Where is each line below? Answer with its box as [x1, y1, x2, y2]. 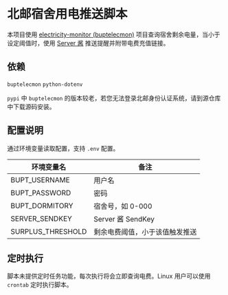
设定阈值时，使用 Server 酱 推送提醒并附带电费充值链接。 [7, 39, 170, 47]
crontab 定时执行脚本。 [7, 281, 73, 289]
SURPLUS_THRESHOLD [10, 226, 87, 236]
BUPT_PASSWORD [10, 188, 71, 197]
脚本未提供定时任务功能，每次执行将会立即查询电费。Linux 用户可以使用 [7, 272, 211, 281]
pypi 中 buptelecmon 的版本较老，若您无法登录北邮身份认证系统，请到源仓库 [7, 94, 221, 102]
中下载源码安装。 [7, 102, 56, 111]
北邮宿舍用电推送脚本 [7, 6, 128, 22]
